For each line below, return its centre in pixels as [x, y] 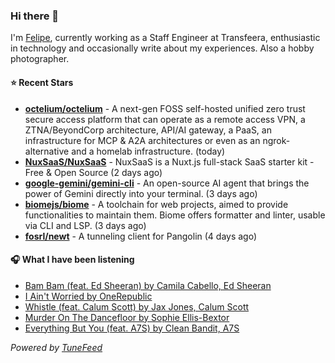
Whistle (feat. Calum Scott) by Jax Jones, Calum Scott [137, 306]
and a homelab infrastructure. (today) [148, 151]
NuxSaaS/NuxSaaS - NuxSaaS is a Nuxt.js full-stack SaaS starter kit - [169, 161]
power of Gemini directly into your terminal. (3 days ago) [141, 193]
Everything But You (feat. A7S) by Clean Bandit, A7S [132, 328]
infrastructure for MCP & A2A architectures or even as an [142, 140]
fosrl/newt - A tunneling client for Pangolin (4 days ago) [141, 236]
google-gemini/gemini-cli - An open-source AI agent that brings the [167, 183]
